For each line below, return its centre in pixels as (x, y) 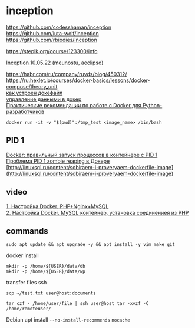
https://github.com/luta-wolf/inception (52, 33)
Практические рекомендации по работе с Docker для (74, 105)
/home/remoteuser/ (29, 309)
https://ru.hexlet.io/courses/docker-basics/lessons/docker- (78, 80)
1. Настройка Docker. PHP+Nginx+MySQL (57, 206)
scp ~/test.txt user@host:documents (51, 293)
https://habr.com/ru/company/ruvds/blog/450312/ (67, 74)
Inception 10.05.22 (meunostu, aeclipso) (55, 63)
